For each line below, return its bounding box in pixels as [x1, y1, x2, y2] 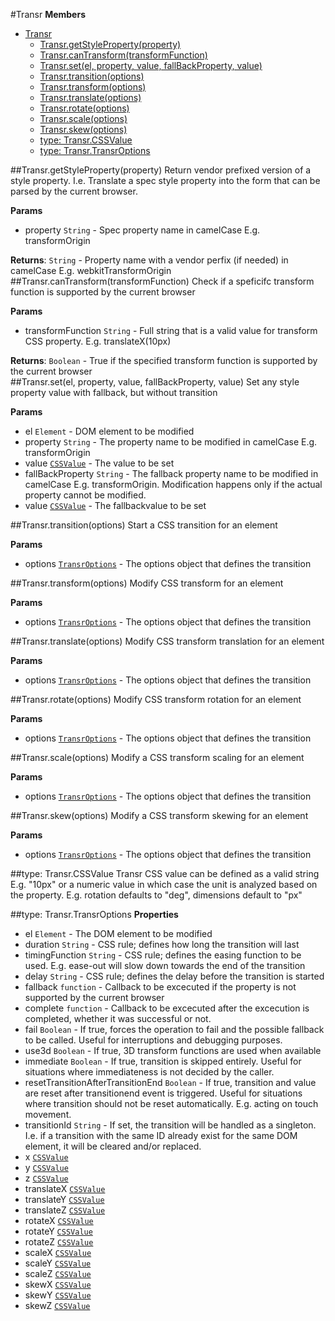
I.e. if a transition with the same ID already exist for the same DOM [24, 1130, 298, 1141]
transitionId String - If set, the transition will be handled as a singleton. [24, 1119, 317, 1131]
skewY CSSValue [24, 1289, 92, 1301]
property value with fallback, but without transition [10, 387, 218, 398]
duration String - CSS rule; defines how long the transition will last [24, 939, 300, 950]
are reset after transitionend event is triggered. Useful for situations [24, 1087, 303, 1099]
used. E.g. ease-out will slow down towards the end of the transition [24, 960, 306, 971]
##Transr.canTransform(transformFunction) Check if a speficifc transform [10, 275, 315, 287]
